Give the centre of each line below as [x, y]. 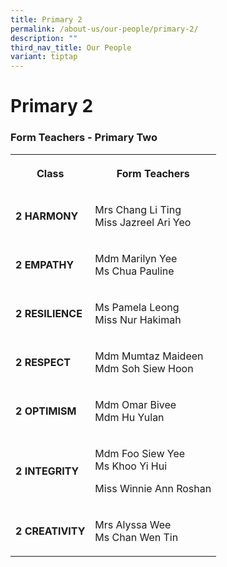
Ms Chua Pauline [134, 271]
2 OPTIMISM [46, 411]
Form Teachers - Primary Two [84, 138]
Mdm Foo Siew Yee [140, 453]
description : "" [44, 38]
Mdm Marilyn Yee [136, 258]
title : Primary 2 [46, 19]
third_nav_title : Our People [71, 47]
